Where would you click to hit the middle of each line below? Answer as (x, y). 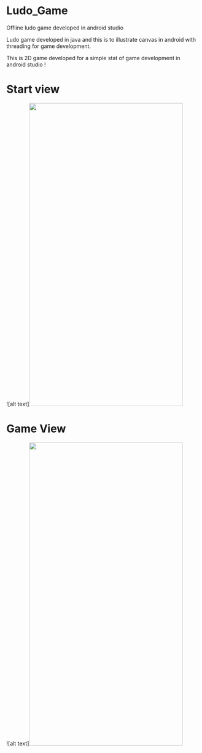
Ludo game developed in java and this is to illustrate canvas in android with (101, 39)
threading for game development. (49, 46)
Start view (33, 89)
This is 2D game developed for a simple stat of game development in (93, 58)
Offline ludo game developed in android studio (65, 28)
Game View (36, 429)
